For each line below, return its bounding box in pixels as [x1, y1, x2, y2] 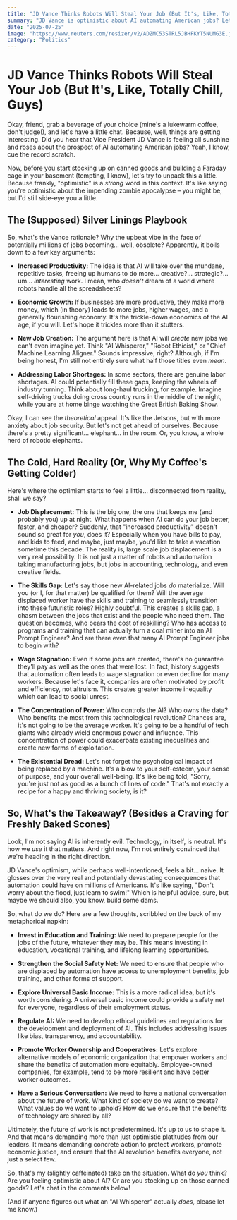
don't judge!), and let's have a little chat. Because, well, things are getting [7, 128, 221, 136]
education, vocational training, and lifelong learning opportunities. [17, 946, 209, 954]
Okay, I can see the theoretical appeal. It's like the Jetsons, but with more [7, 413, 221, 422]
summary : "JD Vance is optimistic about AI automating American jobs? [7, 17, 219, 24]
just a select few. [7, 1154, 56, 1164]
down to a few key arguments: [7, 248, 95, 256]
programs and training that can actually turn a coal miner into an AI [17, 626, 212, 635]
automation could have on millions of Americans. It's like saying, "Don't [7, 881, 214, 889]
